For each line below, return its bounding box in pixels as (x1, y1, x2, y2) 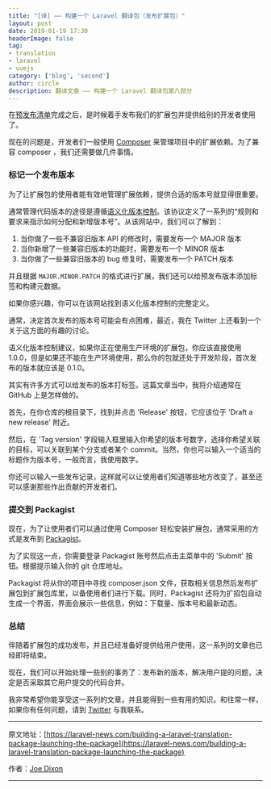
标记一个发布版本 (8, 169, 75, 181)
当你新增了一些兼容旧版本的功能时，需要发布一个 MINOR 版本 (19, 244, 225, 253)
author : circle (8, 79, 60, 87)
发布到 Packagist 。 (22, 533, 86, 543)
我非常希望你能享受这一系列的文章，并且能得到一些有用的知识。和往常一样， (8, 695, 263, 704)
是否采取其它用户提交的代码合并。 (15, 678, 129, 687)
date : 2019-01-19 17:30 (8, 27, 89, 35)
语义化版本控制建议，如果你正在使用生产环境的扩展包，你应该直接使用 (8, 342, 242, 352)
